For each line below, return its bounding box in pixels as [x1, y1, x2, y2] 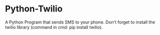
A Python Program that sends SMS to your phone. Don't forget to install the [5, 19, 155, 25]
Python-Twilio [5, 3, 63, 14]
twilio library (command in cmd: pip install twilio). [5, 24, 103, 30]
